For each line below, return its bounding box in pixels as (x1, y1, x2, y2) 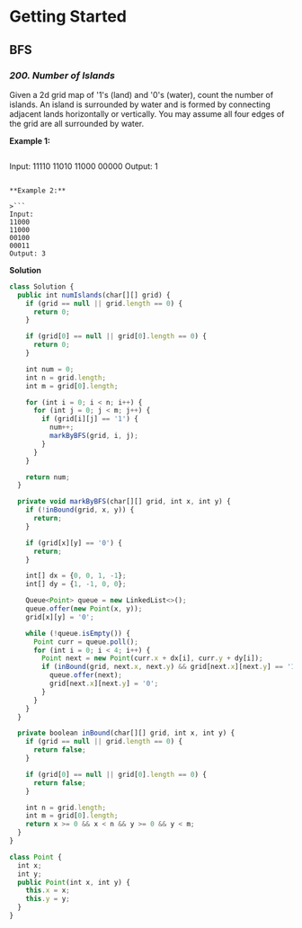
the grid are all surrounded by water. (9, 118, 145, 129)
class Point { (9, 852, 63, 861)
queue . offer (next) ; (49, 671, 123, 680)
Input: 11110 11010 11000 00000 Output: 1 (9, 160, 159, 172)
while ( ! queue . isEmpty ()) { (25, 629, 130, 638)
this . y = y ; (25, 895, 70, 904)
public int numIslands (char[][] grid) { (17, 290, 171, 299)
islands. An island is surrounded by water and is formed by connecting (9, 99, 271, 110)
